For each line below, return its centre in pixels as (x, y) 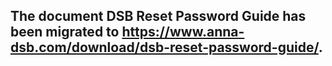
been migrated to (65, 32)
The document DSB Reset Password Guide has (158, 16)
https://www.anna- (183, 32)
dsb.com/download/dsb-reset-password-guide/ (164, 47)
